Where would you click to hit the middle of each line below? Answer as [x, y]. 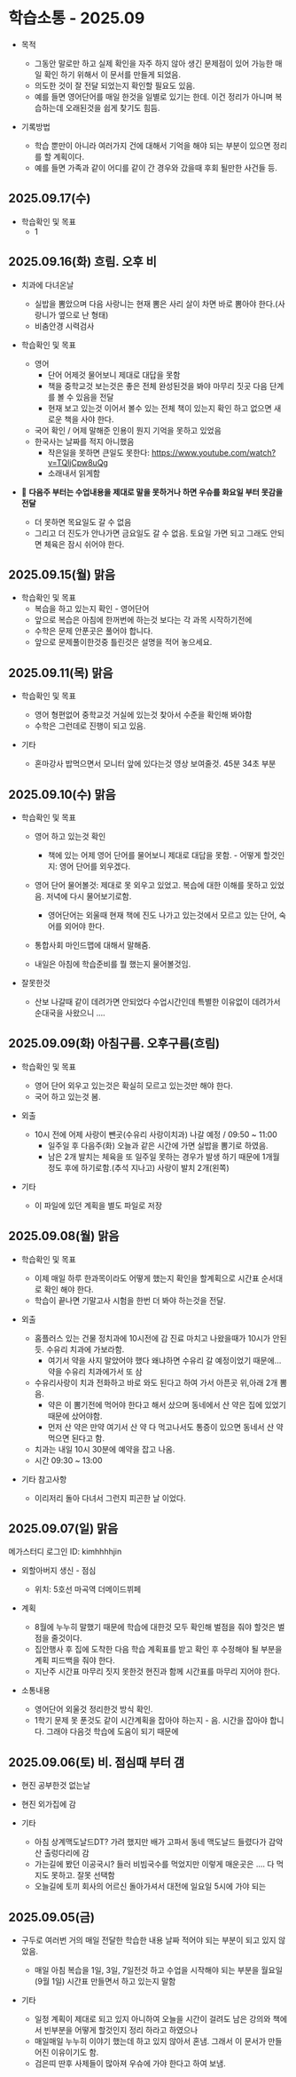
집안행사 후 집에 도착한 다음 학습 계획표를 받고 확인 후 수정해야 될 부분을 [158, 1650]
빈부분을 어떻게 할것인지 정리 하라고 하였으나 [121, 2030]
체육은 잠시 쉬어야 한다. [84, 544]
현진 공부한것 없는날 [55, 1786]
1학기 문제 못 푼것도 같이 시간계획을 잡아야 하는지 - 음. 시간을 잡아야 [151, 1721]
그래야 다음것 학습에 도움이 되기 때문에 [113, 1731]
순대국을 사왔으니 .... [70, 1013]
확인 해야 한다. [69, 1289]
